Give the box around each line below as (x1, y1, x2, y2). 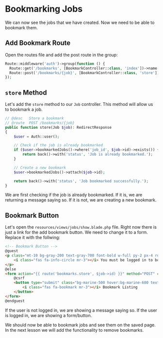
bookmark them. (5, 24, 38, 30)
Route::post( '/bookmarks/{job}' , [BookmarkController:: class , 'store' (9, 70, 155, 75)
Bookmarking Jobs (5, 3, 83, 15)
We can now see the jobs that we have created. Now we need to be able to (5, 20, 155, 25)
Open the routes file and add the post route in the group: (5, 52, 118, 58)
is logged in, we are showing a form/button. (5, 312, 92, 318)
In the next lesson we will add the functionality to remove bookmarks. (5, 327, 144, 333)
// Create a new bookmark (14, 165, 66, 170)
